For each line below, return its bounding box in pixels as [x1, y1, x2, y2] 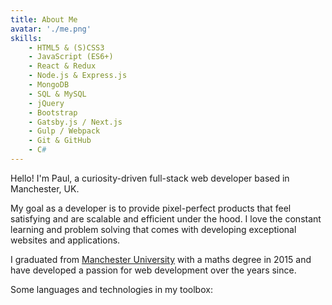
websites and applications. [10, 234, 121, 246]
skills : [10, 33, 43, 43]
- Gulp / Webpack [28, 126, 101, 136]
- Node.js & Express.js [28, 71, 128, 81]
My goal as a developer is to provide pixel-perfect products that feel [10, 202, 292, 214]
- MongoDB [28, 80, 70, 90]
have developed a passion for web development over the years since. [10, 264, 297, 276]
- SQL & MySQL [28, 89, 87, 99]
